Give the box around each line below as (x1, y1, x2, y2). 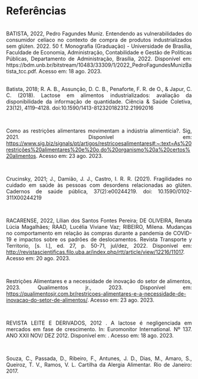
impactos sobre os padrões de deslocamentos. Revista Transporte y (19, 235, 192, 243)
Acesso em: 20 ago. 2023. (6, 254, 71, 261)
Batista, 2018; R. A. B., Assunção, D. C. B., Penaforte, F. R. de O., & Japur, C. (6, 85, 192, 92)
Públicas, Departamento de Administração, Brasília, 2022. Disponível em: (6, 55, 192, 62)
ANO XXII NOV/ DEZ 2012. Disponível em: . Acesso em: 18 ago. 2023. (6, 332, 174, 339)
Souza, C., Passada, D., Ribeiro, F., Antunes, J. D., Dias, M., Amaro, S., (6, 355, 192, 362)
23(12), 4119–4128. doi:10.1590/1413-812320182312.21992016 (6, 104, 154, 111)
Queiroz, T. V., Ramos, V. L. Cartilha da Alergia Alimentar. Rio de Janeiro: (6, 361, 192, 368)
